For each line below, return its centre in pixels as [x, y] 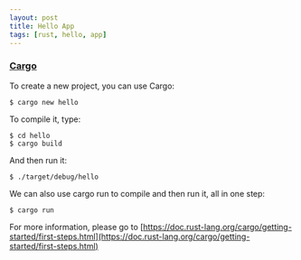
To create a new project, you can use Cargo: [92, 86]
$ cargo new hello [44, 102]
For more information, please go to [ [76, 227]
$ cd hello [30, 135]
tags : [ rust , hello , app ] [58, 34]
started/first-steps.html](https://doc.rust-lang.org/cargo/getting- [130, 237]
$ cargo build [36, 144]
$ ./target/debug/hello [54, 177]
